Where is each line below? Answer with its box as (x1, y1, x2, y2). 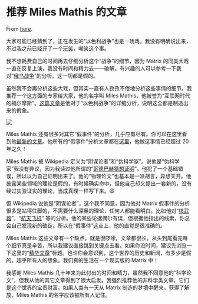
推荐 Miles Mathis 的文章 (6, 5, 127, 19)
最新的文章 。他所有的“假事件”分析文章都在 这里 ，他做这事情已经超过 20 (16, 138, 189, 145)
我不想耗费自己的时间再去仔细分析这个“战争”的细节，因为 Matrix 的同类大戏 (6, 57, 189, 64)
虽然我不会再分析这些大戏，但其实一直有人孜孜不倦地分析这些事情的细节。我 (6, 84, 192, 91)
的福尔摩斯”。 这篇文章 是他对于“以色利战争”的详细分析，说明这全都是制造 (6, 99, 184, 106)
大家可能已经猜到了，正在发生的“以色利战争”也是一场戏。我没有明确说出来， (6, 37, 192, 44)
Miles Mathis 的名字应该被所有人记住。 (16, 291, 111, 298)
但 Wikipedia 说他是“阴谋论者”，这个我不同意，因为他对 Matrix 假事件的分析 (6, 200, 190, 207)
